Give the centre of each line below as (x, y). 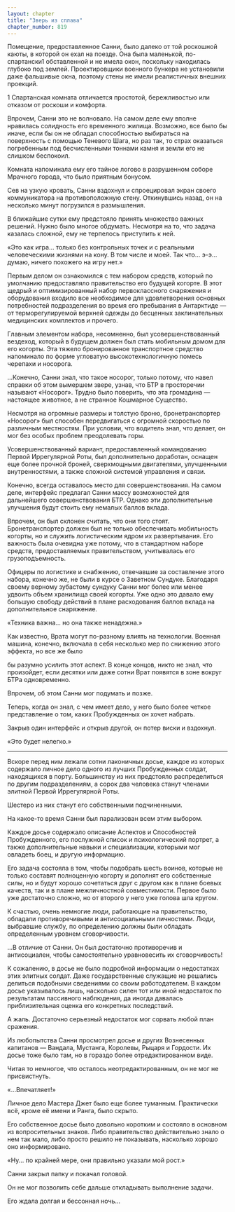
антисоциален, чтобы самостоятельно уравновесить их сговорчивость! (115, 955)
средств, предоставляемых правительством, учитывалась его (101, 551)
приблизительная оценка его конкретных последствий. (90, 1006)
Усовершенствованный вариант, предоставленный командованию (107, 449)
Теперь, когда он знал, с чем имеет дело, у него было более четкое (109, 707)
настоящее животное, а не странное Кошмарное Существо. (97, 400)
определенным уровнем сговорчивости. (68, 934)
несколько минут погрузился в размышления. (76, 205)
